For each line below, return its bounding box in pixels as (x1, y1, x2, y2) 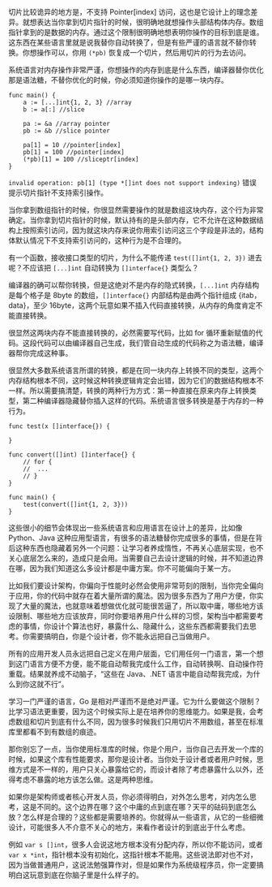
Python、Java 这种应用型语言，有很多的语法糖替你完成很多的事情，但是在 (8, 533, 256, 543)
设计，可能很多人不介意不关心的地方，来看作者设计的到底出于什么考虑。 (8, 823, 249, 832)
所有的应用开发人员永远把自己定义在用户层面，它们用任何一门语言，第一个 (8, 649, 257, 658)
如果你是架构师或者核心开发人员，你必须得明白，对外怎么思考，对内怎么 (8, 792, 249, 802)
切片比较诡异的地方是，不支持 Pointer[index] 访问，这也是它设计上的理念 (8, 7, 251, 16)
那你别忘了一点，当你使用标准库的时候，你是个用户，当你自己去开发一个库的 (8, 744, 264, 754)
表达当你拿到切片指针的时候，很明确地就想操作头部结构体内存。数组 (36, 17, 264, 27)
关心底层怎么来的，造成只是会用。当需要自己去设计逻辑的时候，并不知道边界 (8, 553, 264, 563)
